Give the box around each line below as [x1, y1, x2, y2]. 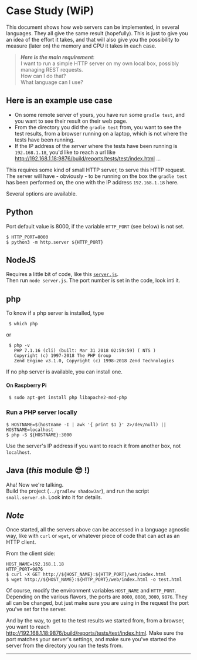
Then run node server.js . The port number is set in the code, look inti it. [6, 277, 181, 284]
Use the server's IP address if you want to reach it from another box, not [6, 442, 181, 449]
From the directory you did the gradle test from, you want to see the [14, 123, 182, 130]
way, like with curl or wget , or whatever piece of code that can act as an [6, 533, 180, 540]
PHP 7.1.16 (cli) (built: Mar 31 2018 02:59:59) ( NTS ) [13, 348, 157, 353]
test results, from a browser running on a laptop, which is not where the [14, 130, 188, 137]
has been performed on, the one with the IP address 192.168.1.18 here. [6, 179, 179, 186]
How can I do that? [20, 72, 66, 79]
